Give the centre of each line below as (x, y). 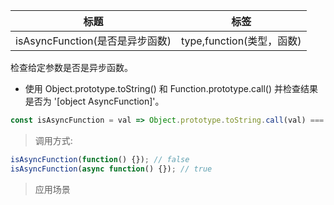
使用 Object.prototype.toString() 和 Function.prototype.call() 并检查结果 (171, 88)
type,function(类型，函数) (241, 41)
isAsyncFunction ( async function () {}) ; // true (111, 169)
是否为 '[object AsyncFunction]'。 (94, 101)
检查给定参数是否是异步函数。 (71, 67)
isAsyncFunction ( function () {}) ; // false (100, 159)
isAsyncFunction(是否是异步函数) (93, 41)
